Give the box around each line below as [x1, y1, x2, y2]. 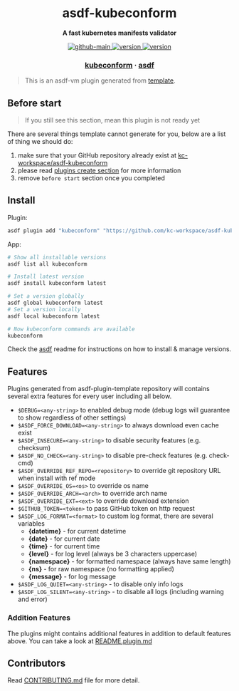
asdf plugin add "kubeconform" [7, 227, 100, 234]
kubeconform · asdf [84, 60, 155, 70]
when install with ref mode [17, 474, 96, 482]
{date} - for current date [28, 534, 101, 543]
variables [17, 519, 45, 528]
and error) [17, 595, 48, 603]
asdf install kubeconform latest [7, 280, 107, 287]
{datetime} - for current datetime [28, 527, 127, 536]
